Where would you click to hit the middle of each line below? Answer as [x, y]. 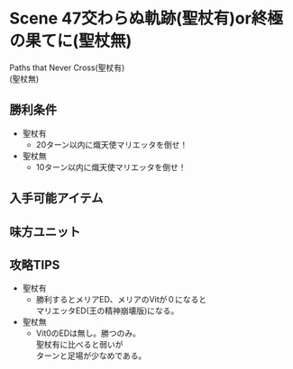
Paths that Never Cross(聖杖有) [67, 67]
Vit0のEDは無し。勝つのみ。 [88, 333]
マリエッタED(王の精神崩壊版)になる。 [107, 310]
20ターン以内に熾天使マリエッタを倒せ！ [112, 144]
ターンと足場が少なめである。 [91, 355]
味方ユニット [45, 232]
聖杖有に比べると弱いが [79, 345]
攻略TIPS [35, 265]
